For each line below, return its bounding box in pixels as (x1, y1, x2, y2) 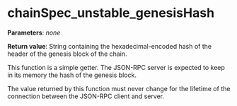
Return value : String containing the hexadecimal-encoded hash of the (7, 42, 212, 50)
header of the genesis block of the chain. (7, 49, 127, 58)
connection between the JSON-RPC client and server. (7, 92, 165, 100)
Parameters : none (7, 28, 61, 37)
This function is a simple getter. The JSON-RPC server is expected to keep (7, 63, 225, 71)
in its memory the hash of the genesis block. (7, 71, 137, 79)
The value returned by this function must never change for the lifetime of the (7, 84, 231, 93)
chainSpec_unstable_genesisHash (7, 5, 214, 21)
